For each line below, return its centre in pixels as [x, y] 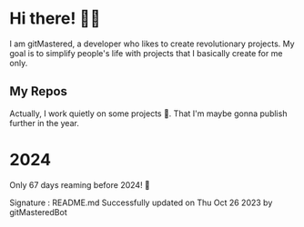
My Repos [39, 91]
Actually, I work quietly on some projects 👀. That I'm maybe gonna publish [148, 113]
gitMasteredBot [38, 212]
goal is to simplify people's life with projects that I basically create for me [146, 53]
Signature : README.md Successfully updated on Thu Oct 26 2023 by [141, 202]
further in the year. [44, 123]
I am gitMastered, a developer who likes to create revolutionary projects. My [152, 44]
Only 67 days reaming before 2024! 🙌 [80, 184]
